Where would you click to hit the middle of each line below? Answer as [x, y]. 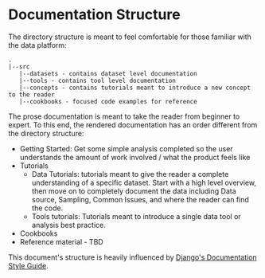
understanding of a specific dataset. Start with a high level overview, [144, 182]
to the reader [32, 94]
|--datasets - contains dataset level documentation [108, 73]
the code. [47, 208]
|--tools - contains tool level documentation [97, 80]
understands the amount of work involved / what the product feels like [135, 157]
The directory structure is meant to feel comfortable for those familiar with [130, 37]
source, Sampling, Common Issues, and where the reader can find [140, 199]
